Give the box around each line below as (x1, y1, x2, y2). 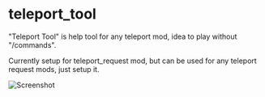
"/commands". (8, 40, 57, 49)
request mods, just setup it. (8, 64, 100, 74)
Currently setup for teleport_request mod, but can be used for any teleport (8, 56, 257, 65)
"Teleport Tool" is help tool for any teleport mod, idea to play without (8, 32, 237, 41)
